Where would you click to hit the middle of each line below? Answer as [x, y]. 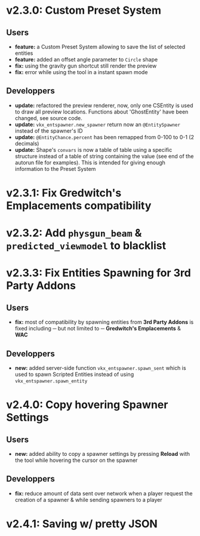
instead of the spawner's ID [49, 131]
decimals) [27, 143]
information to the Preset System [55, 169]
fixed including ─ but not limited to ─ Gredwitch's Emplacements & [98, 329]
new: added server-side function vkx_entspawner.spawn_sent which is [100, 368]
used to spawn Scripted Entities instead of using [74, 374]
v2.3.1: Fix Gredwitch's [64, 193]
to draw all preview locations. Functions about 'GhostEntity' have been [101, 112]
